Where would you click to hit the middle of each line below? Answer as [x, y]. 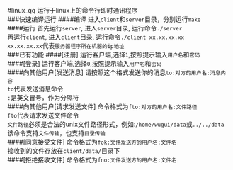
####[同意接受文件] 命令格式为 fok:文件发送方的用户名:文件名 [92, 142]
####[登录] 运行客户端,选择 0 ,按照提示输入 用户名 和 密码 [85, 63]
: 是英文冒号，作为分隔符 [43, 97]
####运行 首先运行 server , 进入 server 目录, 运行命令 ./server [95, 28]
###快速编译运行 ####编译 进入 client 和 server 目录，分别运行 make [104, 19]
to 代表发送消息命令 [35, 89]
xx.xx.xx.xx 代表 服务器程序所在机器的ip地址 [66, 46]
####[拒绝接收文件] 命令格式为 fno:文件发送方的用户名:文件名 [92, 159]
